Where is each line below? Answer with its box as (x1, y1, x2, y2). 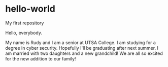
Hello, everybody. (5, 29, 42, 36)
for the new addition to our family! (5, 55, 76, 61)
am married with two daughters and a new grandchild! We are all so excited (5, 50, 163, 56)
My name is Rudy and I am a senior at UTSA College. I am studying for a (5, 39, 156, 46)
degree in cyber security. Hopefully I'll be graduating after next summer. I (5, 45, 159, 51)
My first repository (5, 20, 44, 26)
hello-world (5, 3, 56, 15)
